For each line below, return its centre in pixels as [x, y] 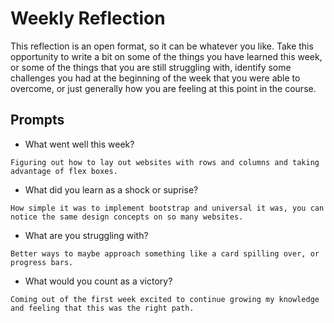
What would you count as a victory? [98, 281]
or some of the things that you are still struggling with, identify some [151, 67]
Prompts [37, 120]
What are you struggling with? [86, 235]
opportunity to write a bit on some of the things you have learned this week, [166, 56]
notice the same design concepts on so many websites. [127, 217]
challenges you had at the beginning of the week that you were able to [155, 78]
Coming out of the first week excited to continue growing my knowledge [165, 299]
